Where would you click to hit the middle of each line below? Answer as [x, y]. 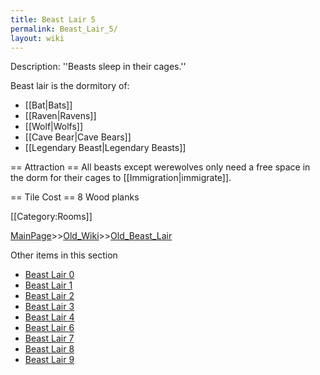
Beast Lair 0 [49, 275]
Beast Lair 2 [49, 296]
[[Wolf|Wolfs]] [54, 127]
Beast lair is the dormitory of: [70, 86]
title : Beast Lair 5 [53, 19]
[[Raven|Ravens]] [60, 116]
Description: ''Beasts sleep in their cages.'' [98, 67]
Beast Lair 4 [49, 317]
